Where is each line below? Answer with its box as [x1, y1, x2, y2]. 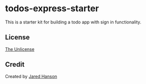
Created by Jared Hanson [5, 73, 58, 79]
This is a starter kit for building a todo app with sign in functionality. [5, 19, 142, 25]
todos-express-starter [5, 3, 99, 14]
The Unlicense [5, 46, 34, 52]
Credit [5, 61, 25, 69]
